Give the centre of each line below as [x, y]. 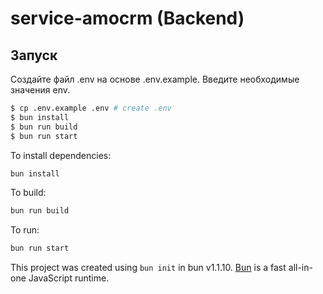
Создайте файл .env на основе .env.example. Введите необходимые [155, 79]
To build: [28, 193]
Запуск [34, 55]
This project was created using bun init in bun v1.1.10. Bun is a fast [148, 268]
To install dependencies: [61, 155]
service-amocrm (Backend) [127, 18]
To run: [25, 230]
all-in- [300, 268]
